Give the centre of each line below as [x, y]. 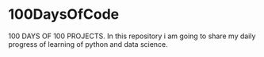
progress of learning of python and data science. [88, 44]
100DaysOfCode [64, 14]
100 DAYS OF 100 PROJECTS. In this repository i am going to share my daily [132, 36]
